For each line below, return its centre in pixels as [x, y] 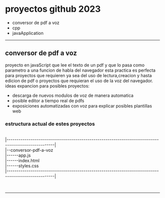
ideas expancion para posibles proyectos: [47, 86]
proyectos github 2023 [53, 9]
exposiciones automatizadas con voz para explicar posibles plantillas [82, 106]
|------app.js [18, 155]
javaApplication [28, 33]
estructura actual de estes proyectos [50, 124]
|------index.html [22, 161]
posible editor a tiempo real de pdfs [48, 100]
